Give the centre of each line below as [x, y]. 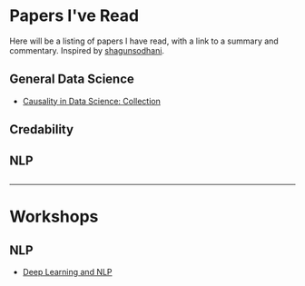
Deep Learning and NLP [67, 271]
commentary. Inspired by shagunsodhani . [87, 50]
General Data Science [72, 79]
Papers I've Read [74, 16]
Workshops [54, 217]
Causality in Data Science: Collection [92, 101]
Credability [42, 129]
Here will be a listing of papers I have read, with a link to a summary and [144, 41]
